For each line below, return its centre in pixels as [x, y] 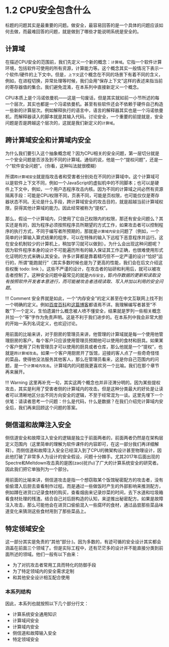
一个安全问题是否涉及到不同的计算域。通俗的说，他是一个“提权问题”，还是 [82, 159]
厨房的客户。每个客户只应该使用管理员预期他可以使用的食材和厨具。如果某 [86, 340]
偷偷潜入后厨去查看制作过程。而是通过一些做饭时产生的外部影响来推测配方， [84, 486]
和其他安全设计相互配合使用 [41, 578]
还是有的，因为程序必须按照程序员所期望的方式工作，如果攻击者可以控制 [84, 225]
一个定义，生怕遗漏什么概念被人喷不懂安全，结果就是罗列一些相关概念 [89, 311]
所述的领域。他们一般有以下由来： [45, 554]
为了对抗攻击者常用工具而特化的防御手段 [54, 565]
